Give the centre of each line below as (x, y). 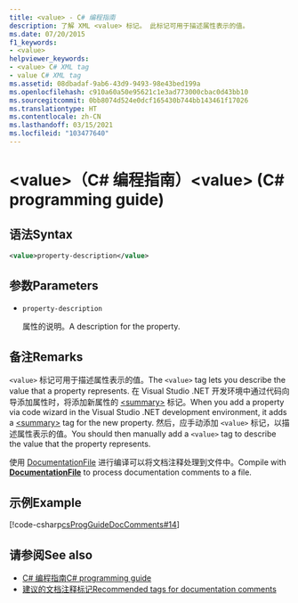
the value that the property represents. (80, 444)
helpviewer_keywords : (49, 59)
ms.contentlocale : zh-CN (55, 117)
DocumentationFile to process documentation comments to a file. (130, 472)
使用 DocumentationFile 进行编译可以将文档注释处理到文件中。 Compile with (148, 462)
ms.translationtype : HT (53, 109)
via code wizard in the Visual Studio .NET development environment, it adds (148, 412)
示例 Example (45, 503)
